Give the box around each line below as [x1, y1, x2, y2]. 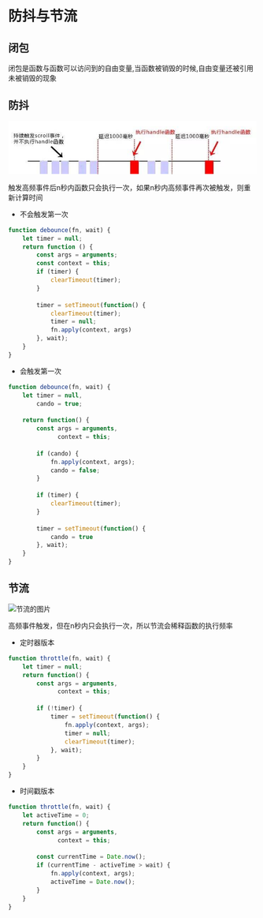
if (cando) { [36, 449, 80, 458]
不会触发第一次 [19, 209, 69, 219]
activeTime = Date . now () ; [50, 878, 135, 886]
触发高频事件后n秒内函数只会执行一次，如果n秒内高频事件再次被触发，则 [8, 182, 244, 192]
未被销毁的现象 [8, 73, 57, 83]
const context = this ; [36, 260, 111, 268]
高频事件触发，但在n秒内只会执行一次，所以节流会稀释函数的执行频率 [8, 620, 234, 630]
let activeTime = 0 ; [22, 811, 90, 819]
